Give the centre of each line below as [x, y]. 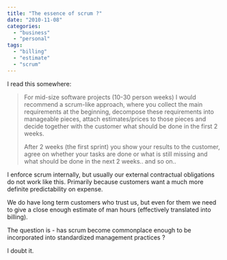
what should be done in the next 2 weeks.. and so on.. [100, 161]
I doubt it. [21, 250]
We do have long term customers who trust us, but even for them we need [112, 202]
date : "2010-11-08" [35, 20]
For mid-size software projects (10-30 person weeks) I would [110, 97]
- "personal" [32, 39]
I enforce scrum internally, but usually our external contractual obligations [111, 174]
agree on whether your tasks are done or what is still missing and [116, 154]
